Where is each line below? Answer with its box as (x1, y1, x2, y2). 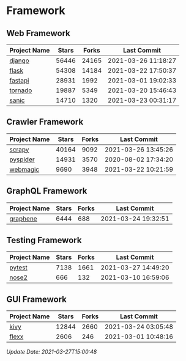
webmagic (9, 165, 40, 173)
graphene (9, 214, 38, 223)
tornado (9, 86, 32, 95)
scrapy (9, 145, 29, 153)
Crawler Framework (6, 117, 84, 127)
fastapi (9, 76, 29, 84)
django (9, 56, 29, 65)
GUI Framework (6, 294, 67, 304)
